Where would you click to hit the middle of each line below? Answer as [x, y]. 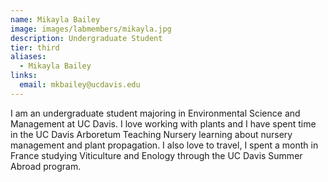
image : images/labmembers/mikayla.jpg [91, 29]
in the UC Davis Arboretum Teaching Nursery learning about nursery [151, 134]
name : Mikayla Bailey [55, 19]
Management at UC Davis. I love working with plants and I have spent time [163, 123]
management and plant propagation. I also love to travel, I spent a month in [164, 145]
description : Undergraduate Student [86, 38]
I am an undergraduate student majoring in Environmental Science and [155, 113]
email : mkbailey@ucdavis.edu [80, 85]
